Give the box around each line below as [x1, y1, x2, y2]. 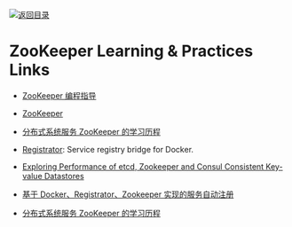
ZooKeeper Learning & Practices [9, 41, 254, 61]
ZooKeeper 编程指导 [21, 90, 97, 101]
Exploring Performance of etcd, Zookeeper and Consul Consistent [21, 160, 264, 172]
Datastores [43, 170, 84, 181]
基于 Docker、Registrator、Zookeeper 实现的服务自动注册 [21, 189, 234, 200]
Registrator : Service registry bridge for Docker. [21, 144, 193, 154]
